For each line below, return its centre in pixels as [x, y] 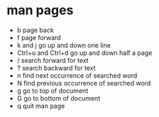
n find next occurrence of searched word [77, 75]
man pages [40, 10]
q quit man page [41, 106]
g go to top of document [53, 91]
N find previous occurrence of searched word [84, 83]
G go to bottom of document [59, 98]
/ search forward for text [53, 60]
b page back [35, 30]
